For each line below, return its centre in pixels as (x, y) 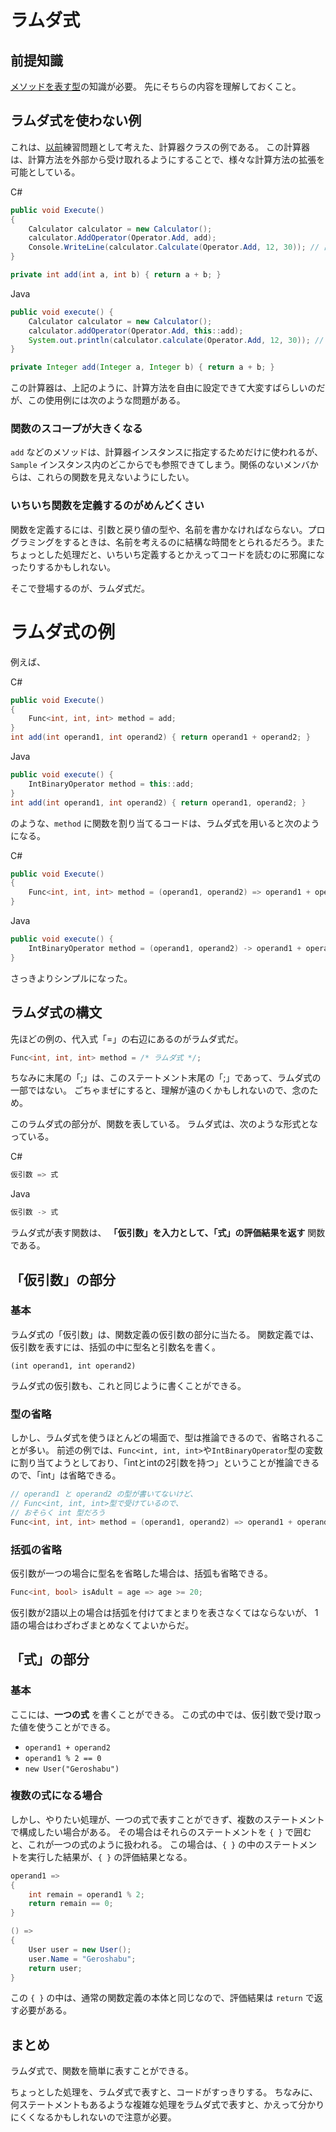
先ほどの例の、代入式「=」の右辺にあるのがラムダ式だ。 (127, 1038)
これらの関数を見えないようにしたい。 (115, 477)
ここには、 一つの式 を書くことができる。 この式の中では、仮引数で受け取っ (166, 1714)
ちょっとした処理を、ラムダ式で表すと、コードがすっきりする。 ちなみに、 (164, 2092)
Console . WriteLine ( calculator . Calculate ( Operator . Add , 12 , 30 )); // (174, 247)
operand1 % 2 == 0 (63, 1758)
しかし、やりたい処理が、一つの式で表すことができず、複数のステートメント (167, 1819)
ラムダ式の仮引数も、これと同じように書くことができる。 (128, 1385)
